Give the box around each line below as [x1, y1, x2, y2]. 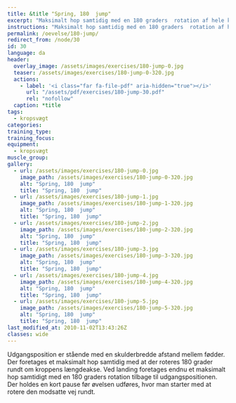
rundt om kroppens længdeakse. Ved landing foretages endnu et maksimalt [7, 365, 226, 373]
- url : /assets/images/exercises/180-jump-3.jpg [13, 245, 159, 253]
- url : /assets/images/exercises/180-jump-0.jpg [13, 167, 159, 174]
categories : [7, 121, 42, 129]
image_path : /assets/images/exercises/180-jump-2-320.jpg [20, 226, 193, 233]
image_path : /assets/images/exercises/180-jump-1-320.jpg [20, 200, 193, 207]
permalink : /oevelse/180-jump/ [7, 30, 99, 37]
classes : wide [7, 331, 49, 338]
